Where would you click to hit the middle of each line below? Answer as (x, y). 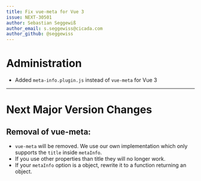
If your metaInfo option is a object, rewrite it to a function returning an (100, 165)
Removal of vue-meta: (48, 132)
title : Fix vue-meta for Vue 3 (45, 12)
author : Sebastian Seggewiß (41, 23)
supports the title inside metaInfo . (58, 152)
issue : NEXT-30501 (29, 17)
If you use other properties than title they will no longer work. (90, 159)
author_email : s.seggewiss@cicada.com (54, 28)
